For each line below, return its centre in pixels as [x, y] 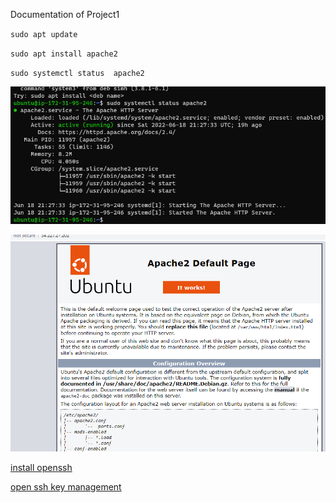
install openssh [41, 468]
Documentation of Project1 [65, 14]
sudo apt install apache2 [64, 54]
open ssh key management [66, 487]
